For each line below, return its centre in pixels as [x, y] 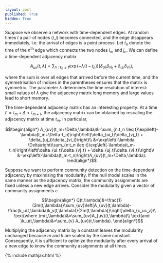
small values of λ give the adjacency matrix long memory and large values [80, 93]
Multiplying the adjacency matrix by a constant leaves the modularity [74, 230]
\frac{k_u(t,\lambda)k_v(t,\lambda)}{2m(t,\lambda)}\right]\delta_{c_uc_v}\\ [82, 211]
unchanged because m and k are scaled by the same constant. [68, 236]
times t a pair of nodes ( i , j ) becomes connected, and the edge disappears [79, 38]
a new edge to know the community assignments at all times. [66, 246]
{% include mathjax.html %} [33, 255]
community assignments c [31, 191]
